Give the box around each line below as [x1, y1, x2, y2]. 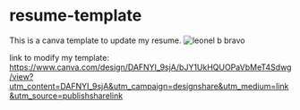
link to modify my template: [9, 52, 110, 63]
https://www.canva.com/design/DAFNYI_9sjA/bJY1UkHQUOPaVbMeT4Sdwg [9, 62, 292, 72]
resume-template [9, 5, 142, 26]
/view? [9, 71, 34, 81]
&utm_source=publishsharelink [9, 90, 124, 101]
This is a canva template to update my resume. [9, 35, 182, 46]
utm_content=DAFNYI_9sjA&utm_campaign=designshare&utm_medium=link [9, 80, 289, 91]
